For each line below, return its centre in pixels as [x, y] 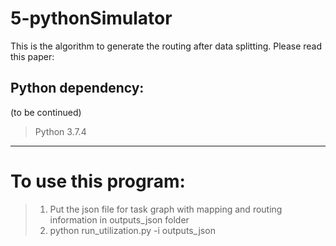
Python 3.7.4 [60, 131]
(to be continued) [46, 112]
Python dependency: [77, 88]
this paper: [32, 56]
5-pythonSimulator [91, 18]
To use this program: [98, 181]
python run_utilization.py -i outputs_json [132, 230]
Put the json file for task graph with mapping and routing [166, 209]
